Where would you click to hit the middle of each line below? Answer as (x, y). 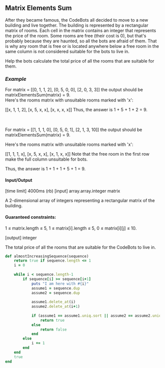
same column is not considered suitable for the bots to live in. (67, 51)
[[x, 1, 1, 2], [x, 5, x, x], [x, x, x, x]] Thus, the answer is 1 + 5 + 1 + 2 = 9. (76, 110)
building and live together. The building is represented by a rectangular (77, 25)
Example (16, 79)
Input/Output (19, 180)
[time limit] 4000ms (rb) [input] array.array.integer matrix (63, 191)
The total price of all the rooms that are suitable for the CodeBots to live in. (81, 247)
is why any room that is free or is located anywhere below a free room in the (82, 46)
